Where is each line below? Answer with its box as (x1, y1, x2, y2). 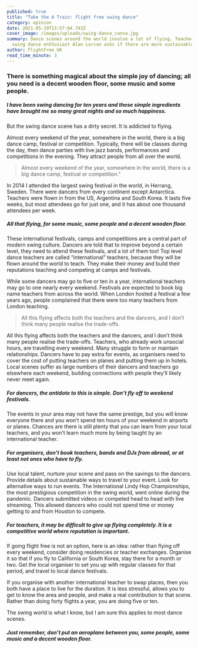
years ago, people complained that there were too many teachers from (6, 297, 178, 304)
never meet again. (6, 376, 51, 383)
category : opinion (6, 19, 52, 25)
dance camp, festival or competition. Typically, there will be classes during (6, 140, 187, 147)
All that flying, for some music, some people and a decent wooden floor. (6, 221, 187, 228)
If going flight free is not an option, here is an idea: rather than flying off (6, 542, 180, 550)
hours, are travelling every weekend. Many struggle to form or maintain (6, 344, 179, 351)
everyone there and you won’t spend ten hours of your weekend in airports (6, 417, 189, 424)
